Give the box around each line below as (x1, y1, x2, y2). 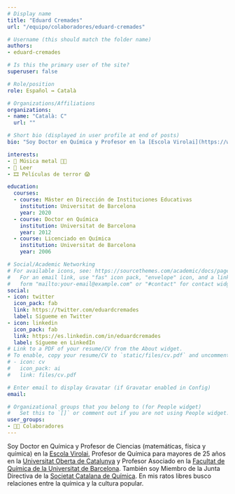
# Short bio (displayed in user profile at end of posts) (7, 132, 180, 139)
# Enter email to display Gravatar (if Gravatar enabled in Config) (7, 384, 211, 391)
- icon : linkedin (7, 319, 58, 326)
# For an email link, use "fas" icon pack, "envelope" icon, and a (7, 274, 215, 281)
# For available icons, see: (7, 267, 92, 274)
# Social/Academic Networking (7, 261, 96, 268)
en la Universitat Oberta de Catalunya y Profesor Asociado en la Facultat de (7, 456, 225, 465)
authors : (7, 43, 33, 50)
